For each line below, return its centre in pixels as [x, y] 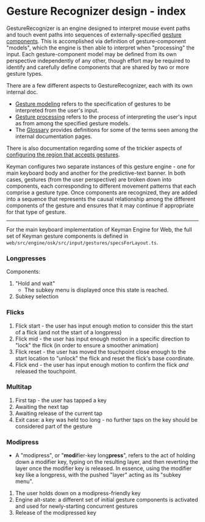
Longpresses [26, 258]
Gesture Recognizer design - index [96, 11]
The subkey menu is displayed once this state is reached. [96, 290]
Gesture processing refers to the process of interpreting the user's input [106, 117]
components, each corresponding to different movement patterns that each [101, 186]
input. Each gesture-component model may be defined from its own [92, 54]
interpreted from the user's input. [57, 110]
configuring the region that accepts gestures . [63, 155]
